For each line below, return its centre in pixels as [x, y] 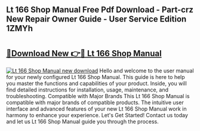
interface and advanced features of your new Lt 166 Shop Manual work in [96, 109]
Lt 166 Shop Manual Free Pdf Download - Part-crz [100, 10]
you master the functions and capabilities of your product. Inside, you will [96, 83]
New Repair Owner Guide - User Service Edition [96, 19]
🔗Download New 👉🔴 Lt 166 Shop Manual [84, 53]
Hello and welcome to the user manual [147, 71]
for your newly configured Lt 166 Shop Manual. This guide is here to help [96, 77]
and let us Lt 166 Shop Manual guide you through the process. [83, 121]
